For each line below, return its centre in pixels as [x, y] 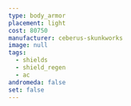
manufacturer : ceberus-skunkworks [66, 38]
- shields [32, 61]
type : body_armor [37, 16]
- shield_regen [41, 68]
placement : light [37, 23]
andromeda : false [37, 82]
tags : [17, 53]
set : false [26, 90]
